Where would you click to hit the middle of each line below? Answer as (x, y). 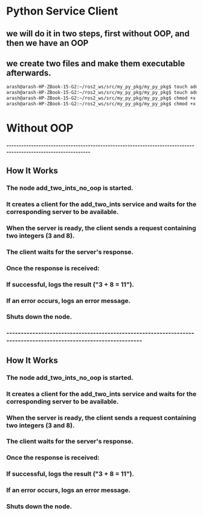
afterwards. (29, 73)
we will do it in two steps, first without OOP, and (98, 34)
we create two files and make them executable (96, 63)
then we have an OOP (47, 43)
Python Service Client (62, 11)
